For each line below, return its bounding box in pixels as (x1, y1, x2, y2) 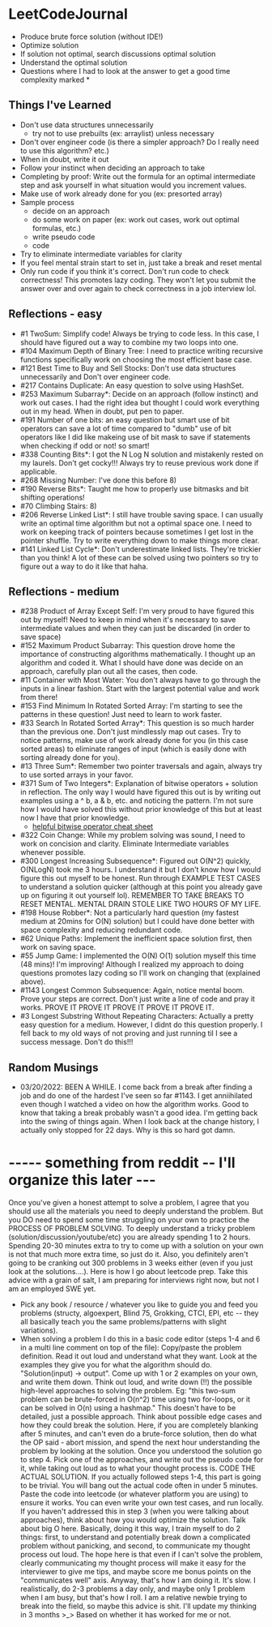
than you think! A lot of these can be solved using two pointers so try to (19, 552, 259, 562)
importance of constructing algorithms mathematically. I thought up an (19, 650, 256, 659)
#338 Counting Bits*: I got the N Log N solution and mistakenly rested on (19, 449, 264, 459)
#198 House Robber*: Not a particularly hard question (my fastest (19, 908, 239, 917)
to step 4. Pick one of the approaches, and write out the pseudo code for (19, 1455, 264, 1465)
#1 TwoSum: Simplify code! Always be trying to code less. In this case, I (19, 328, 259, 338)
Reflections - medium (8, 585, 120, 599)
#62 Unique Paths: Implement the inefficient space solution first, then (19, 934, 253, 943)
